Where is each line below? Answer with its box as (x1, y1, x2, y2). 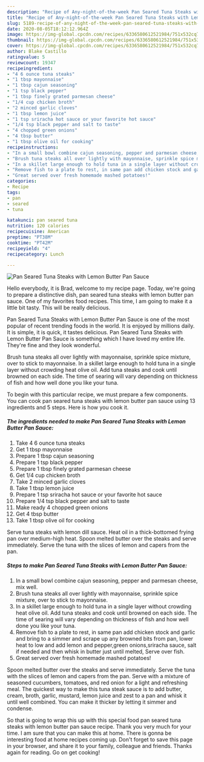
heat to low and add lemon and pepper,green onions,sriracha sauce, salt (15, 641, 197, 649)
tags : (7, 189, 21, 195)
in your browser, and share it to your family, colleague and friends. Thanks (7, 743, 192, 750)
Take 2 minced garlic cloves (15, 478, 86, 485)
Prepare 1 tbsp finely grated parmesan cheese (15, 465, 131, 473)
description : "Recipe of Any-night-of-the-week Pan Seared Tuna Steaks (7, 8, 191, 15)
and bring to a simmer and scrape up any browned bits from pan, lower (15, 635, 193, 642)
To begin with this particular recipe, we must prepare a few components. (7, 391, 188, 398)
